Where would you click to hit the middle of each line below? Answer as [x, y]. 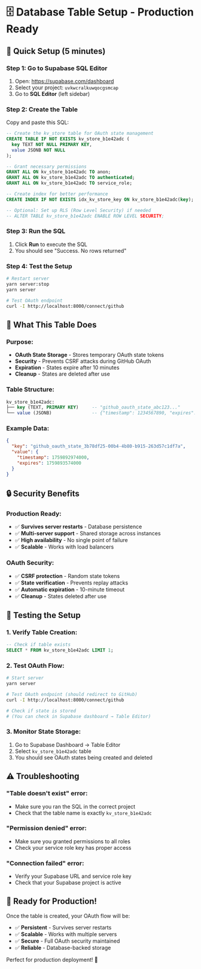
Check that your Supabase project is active [68, 883]
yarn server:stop [28, 284]
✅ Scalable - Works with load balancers [64, 547]
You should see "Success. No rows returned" [71, 250]
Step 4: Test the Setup [39, 266]
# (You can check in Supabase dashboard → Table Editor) [79, 716]
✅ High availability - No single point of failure [71, 540]
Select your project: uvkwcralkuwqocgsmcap [66, 87]
